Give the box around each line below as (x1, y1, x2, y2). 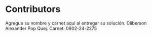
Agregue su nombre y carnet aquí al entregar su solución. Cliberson (5, 20, 147, 26)
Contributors (5, 3, 61, 15)
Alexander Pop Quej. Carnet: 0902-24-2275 (5, 25, 97, 31)
